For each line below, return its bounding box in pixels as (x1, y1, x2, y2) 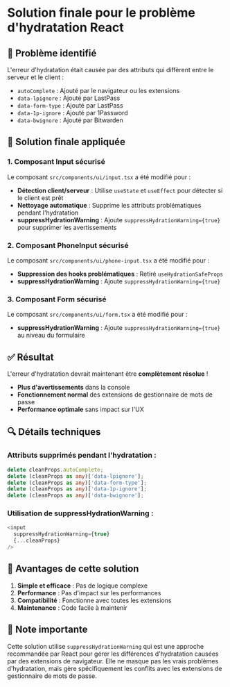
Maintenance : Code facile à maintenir (17, 603, 127, 612)
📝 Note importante (7, 624, 88, 636)
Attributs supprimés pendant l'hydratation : (7, 450, 157, 460)
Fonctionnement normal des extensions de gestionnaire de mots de (17, 390, 213, 399)
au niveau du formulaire (17, 331, 85, 340)
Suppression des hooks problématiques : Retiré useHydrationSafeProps (17, 270, 224, 278)
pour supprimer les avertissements (17, 223, 117, 231)
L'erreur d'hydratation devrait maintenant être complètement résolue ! (7, 370, 209, 378)
